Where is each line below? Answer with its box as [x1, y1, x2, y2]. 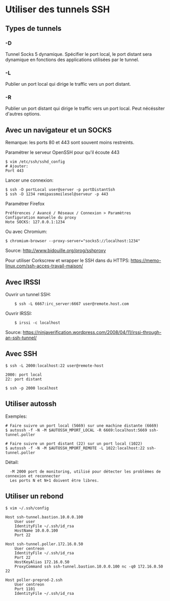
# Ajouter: [5, 164, 29, 169]
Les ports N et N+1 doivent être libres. [10, 478, 100, 483]
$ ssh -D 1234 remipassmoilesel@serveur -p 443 [5, 191, 109, 197]
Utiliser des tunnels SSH [5, 4, 110, 15]
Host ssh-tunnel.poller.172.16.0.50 [5, 541, 83, 547]
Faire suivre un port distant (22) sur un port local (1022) [10, 441, 143, 446]
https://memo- [130, 258, 161, 264]
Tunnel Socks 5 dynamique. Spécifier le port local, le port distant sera [5, 51, 152, 57]
